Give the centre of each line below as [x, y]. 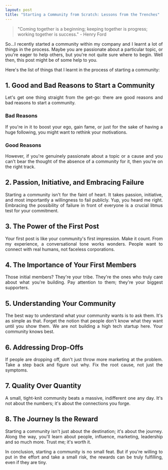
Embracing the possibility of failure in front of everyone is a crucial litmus [84, 205]
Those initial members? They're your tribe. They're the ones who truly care [84, 277]
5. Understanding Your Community [60, 304]
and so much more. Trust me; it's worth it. [48, 442]
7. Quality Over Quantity [43, 386]
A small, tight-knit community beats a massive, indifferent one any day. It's [84, 398]
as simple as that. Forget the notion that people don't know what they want [84, 321]
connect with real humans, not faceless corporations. [60, 249]
